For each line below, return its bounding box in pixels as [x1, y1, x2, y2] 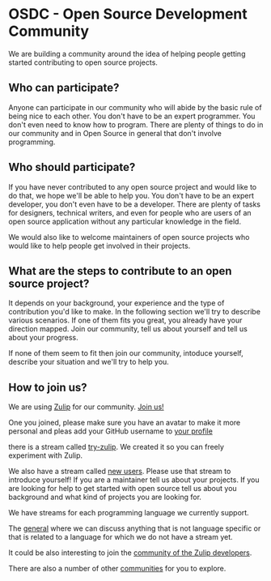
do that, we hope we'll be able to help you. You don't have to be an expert [8, 190, 255, 200]
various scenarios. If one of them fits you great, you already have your [8, 315, 243, 325]
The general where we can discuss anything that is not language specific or [8, 523, 261, 533]
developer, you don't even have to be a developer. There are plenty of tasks [8, 199, 261, 209]
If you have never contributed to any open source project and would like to [8, 182, 257, 191]
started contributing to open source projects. [8, 58, 158, 67]
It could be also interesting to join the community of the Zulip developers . [8, 548, 252, 558]
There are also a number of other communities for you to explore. [8, 564, 227, 574]
